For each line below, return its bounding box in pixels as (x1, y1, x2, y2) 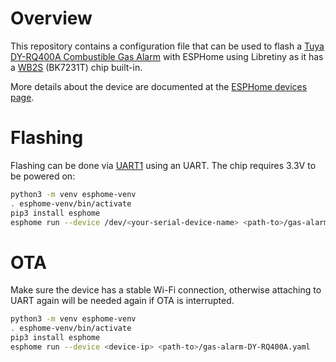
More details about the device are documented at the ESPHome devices (10, 80, 308, 92)
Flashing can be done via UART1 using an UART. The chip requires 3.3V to (10, 159, 317, 171)
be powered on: (10, 170, 76, 182)
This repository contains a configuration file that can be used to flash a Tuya (10, 40, 325, 52)
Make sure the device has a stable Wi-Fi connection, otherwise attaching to (10, 284, 322, 296)
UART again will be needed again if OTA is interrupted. (10, 295, 235, 307)
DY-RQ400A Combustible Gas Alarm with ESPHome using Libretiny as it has (10, 50, 324, 62)
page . (10, 91, 35, 103)
